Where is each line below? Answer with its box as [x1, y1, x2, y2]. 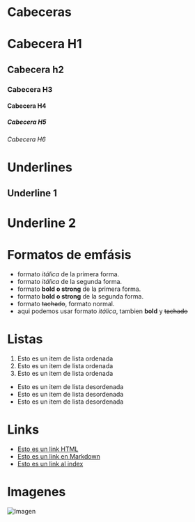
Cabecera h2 [7, 63, 65, 75]
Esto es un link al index [17, 459, 84, 468]
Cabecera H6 [7, 135, 47, 143]
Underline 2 [7, 215, 77, 231]
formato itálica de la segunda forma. [17, 277, 123, 285]
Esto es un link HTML [17, 445, 79, 453]
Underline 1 [7, 187, 58, 199]
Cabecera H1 [7, 36, 82, 52]
